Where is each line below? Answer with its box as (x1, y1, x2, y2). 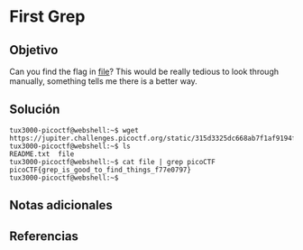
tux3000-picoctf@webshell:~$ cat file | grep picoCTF (9, 157, 216, 166)
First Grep (9, 6, 86, 27)
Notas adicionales (9, 198, 113, 213)
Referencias (9, 228, 79, 244)
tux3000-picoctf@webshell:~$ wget (9, 125, 140, 134)
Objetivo (9, 42, 59, 58)
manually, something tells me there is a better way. (9, 76, 198, 87)
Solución (9, 102, 60, 117)
